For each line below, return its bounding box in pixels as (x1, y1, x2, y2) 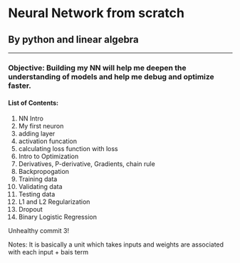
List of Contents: (8, 98, 59, 107)
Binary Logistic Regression (18, 212, 97, 222)
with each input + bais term (8, 248, 88, 257)
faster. (8, 81, 31, 91)
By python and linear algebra (8, 33, 139, 46)
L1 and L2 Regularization (18, 197, 90, 206)
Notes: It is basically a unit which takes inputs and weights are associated (8, 240, 224, 249)
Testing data (18, 190, 56, 199)
